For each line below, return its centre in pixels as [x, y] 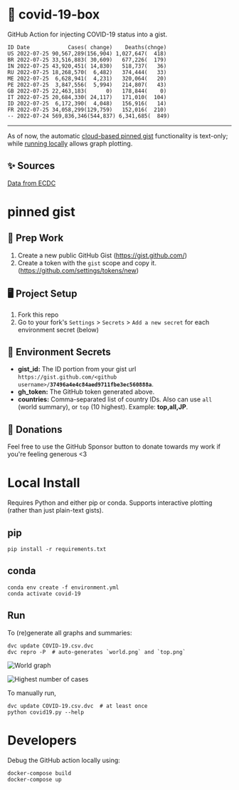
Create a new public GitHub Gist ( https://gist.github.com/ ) [102, 255]
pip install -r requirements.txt [57, 549]
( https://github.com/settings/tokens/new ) [78, 270]
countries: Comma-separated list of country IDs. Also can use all [115, 399]
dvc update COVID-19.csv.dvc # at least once [78, 706]
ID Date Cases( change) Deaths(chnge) [87, 47]
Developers [42, 740]
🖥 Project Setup [42, 294]
